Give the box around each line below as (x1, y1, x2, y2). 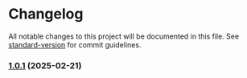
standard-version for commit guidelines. (8, 39, 142, 49)
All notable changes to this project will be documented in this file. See (8, 31, 240, 41)
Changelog (8, 5, 84, 23)
